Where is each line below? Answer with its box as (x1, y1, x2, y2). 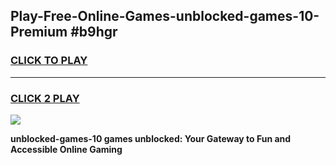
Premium (10, 24, 68, 41)
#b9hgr (70, 24, 118, 41)
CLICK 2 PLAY (10, 91, 80, 105)
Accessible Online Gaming (10, 143, 123, 155)
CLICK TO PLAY (10, 54, 88, 68)
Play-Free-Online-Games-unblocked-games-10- (10, 8, 320, 25)
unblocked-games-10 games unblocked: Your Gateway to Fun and (10, 132, 292, 144)
